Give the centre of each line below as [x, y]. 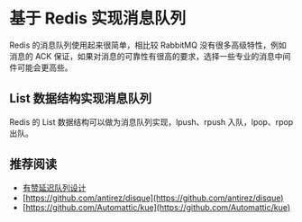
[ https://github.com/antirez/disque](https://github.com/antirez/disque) [153, 198]
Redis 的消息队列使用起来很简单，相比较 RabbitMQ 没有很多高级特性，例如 [148, 45]
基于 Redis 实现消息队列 [98, 18]
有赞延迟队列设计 [54, 187]
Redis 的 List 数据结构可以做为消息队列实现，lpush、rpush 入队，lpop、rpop [151, 121]
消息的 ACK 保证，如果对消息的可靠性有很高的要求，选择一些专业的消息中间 [150, 56]
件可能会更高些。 [41, 67]
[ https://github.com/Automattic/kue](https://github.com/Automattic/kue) [156, 207]
